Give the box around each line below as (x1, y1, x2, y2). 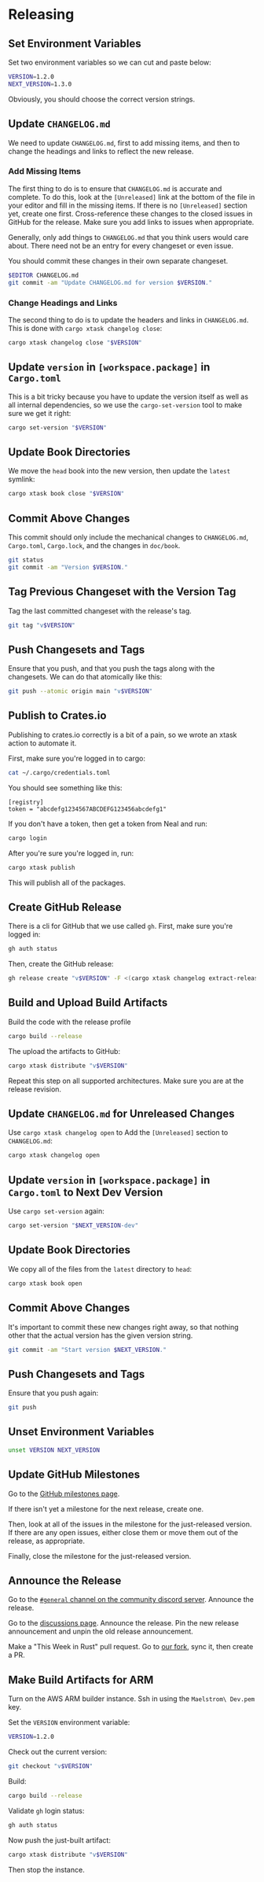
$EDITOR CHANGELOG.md (8, 271, 79, 279)
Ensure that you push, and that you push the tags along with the (8, 664, 215, 673)
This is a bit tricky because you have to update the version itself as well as (8, 392, 249, 401)
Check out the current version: (8, 1748, 108, 1757)
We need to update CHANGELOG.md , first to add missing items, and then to (8, 138, 240, 147)
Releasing (8, 6, 75, 24)
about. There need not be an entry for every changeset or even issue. (8, 241, 234, 250)
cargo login (8, 834, 47, 842)
